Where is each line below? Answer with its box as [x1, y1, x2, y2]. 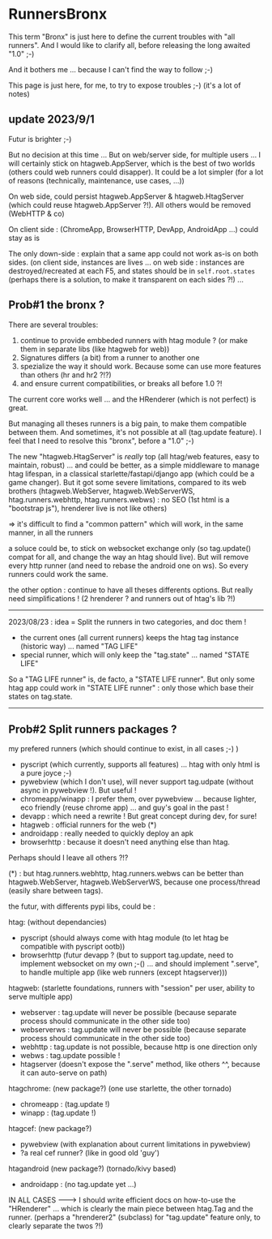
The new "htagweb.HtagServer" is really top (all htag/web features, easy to [8, 451, 260, 461]
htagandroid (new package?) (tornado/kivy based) [8, 1164, 176, 1173]
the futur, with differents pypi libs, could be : [8, 901, 156, 911]
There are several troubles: [8, 320, 99, 329]
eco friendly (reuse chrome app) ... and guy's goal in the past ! [19, 802, 229, 812]
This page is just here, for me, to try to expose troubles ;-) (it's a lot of [8, 80, 241, 90]
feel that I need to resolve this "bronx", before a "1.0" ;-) [8, 436, 194, 445]
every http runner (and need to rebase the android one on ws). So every [8, 561, 249, 570]
